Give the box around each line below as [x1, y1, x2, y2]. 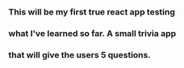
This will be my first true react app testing [8, 6, 176, 18]
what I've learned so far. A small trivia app [8, 27, 177, 38]
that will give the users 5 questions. [8, 49, 151, 60]
